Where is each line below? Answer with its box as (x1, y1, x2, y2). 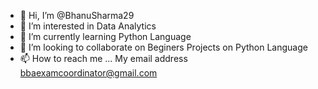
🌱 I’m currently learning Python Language (19, 31, 192, 42)
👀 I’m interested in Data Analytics (19, 20, 157, 32)
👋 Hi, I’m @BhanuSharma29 (19, 10, 135, 21)
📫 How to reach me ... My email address (19, 53, 188, 64)
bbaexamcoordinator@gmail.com (19, 67, 158, 79)
